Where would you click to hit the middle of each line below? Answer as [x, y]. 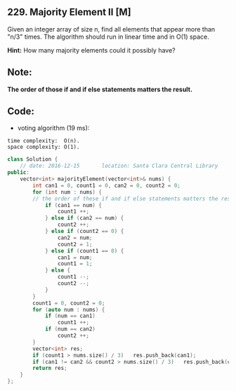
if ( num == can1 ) [70, 316]
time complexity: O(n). [44, 141]
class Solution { [33, 159]
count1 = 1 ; [75, 264]
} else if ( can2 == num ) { [84, 218]
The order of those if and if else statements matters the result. [100, 89]
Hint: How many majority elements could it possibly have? [91, 50]
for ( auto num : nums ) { [69, 310]
